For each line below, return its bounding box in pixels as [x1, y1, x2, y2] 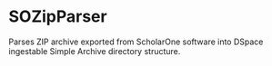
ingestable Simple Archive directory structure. [8, 45, 181, 56]
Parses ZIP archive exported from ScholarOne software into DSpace [8, 36, 264, 47]
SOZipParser [8, 6, 107, 27]
